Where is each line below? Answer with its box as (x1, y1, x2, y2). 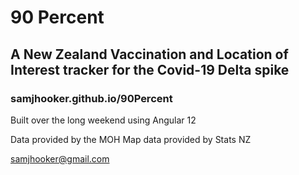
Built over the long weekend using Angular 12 (10, 114, 197, 126)
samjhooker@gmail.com (10, 152, 110, 165)
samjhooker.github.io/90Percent (10, 91, 173, 105)
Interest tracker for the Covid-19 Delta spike (10, 61, 290, 78)
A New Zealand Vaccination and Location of (10, 46, 289, 63)
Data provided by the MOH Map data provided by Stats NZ (10, 133, 252, 145)
